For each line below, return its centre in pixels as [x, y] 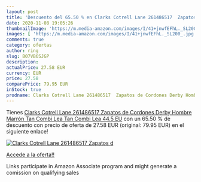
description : [22, 62]
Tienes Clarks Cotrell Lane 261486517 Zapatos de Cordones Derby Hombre [99, 112]
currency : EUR [24, 73]
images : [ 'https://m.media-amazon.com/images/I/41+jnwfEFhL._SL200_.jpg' [101, 34]
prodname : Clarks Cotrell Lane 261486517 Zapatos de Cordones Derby [95, 95]
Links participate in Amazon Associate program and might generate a [92, 166]
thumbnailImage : [26, 28]
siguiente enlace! [27, 131]
